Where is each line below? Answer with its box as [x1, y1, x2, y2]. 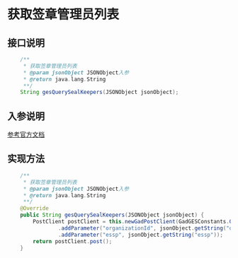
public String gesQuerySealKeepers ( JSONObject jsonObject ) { [20, 211, 204, 219]
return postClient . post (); [33, 238, 113, 245]
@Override [20, 205, 50, 212]
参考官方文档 [7, 130, 45, 139]
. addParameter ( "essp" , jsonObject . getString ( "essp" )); [57, 231, 223, 238]
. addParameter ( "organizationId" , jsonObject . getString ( [57, 224, 227, 232]
